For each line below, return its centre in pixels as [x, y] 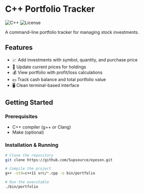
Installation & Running [32, 145]
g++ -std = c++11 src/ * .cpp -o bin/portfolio [50, 173]
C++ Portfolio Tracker [50, 9]
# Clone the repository [29, 155]
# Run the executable [27, 182]
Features [19, 48]
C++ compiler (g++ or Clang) [41, 127]
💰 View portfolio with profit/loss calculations [57, 72]
